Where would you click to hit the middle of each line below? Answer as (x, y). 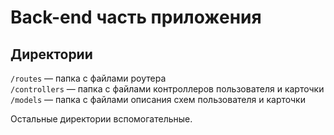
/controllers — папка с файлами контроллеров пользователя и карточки (167, 89)
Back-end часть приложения (136, 17)
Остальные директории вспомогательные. (101, 119)
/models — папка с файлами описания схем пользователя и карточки (158, 99)
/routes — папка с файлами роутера (88, 78)
